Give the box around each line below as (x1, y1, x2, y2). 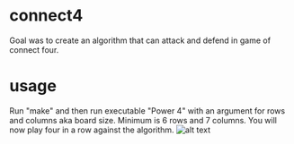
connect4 (9, 5, 84, 26)
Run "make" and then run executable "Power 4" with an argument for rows (9, 105, 286, 116)
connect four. (9, 44, 59, 55)
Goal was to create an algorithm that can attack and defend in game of (9, 35, 272, 46)
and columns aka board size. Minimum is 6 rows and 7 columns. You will (9, 114, 277, 125)
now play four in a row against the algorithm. (9, 124, 174, 135)
